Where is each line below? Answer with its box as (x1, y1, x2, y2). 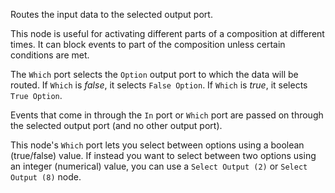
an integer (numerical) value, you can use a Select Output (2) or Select (10, 160, 308, 172)
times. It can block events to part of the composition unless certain (10, 39, 286, 50)
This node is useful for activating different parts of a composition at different (10, 28, 325, 39)
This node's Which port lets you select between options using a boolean (10, 139, 305, 151)
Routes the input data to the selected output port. (10, 9, 213, 20)
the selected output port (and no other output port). (10, 120, 223, 131)
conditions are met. (10, 49, 90, 61)
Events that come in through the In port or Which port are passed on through (10, 109, 324, 121)
